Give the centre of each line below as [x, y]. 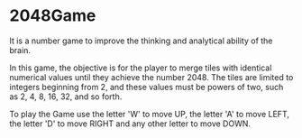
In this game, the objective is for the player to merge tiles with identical [141, 68]
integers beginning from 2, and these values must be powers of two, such [146, 87]
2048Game [53, 16]
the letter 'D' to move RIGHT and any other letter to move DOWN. [130, 124]
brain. [20, 50]
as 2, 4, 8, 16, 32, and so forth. [66, 97]
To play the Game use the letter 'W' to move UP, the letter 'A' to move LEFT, [150, 114]
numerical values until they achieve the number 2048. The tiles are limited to [151, 77]
